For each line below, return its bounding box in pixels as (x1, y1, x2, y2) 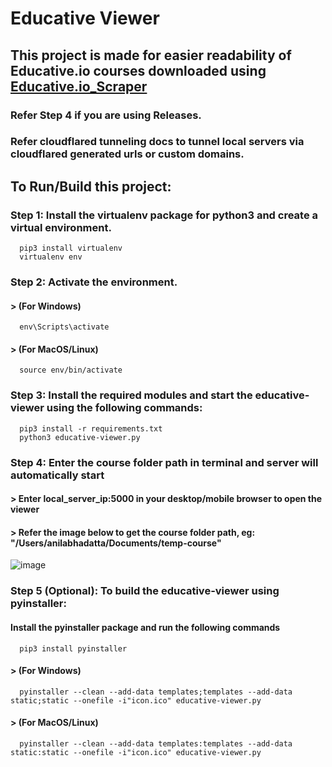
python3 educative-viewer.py (19, 432, 141, 442)
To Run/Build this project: (10, 178, 172, 195)
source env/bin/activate (19, 365, 123, 376)
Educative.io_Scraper (10, 78, 148, 95)
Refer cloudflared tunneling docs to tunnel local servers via (10, 135, 305, 149)
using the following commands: (46, 401, 203, 415)
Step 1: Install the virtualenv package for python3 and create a (10, 208, 319, 222)
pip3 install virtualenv (19, 243, 123, 254)
